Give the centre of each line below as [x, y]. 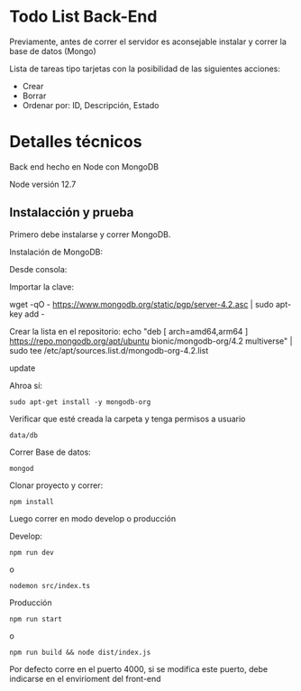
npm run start [36, 619]
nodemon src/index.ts [50, 585]
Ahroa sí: [26, 385]
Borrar [34, 96]
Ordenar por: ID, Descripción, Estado [91, 105]
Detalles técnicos [76, 142]
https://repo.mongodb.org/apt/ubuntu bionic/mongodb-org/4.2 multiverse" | [151, 341]
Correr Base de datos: [50, 452]
